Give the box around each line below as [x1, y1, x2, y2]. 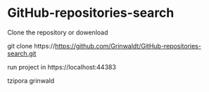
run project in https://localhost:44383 [7, 63, 116, 71]
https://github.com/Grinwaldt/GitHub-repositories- [55, 41, 202, 50]
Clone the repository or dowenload [7, 28, 108, 37]
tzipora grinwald [7, 76, 55, 85]
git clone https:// [7, 41, 56, 50]
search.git [7, 49, 37, 58]
